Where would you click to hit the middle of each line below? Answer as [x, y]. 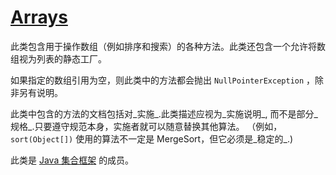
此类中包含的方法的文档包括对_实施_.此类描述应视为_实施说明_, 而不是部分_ [164, 113]
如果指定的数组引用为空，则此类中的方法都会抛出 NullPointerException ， [163, 80]
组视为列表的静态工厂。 [58, 58]
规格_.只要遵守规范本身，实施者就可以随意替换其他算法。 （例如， [146, 126]
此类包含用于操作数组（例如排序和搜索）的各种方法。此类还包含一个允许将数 [168, 46]
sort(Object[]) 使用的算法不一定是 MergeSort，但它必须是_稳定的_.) [152, 138]
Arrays [39, 17]
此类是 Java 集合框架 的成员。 [72, 160]
